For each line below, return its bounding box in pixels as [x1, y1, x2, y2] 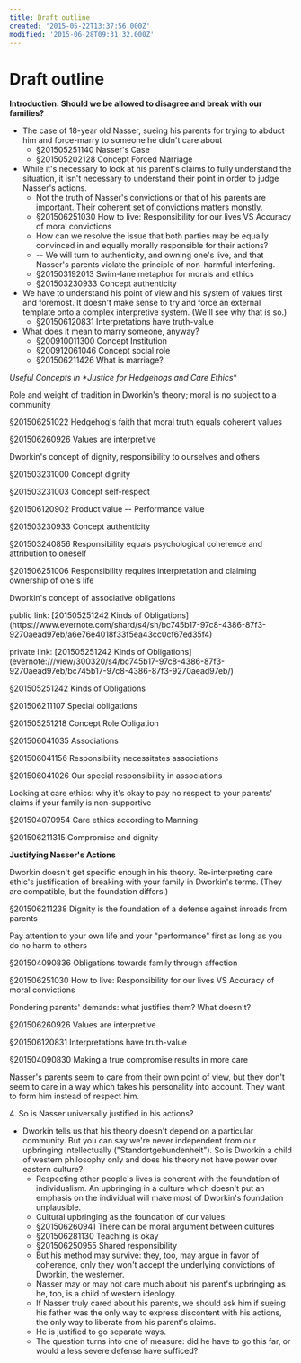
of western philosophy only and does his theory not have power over [22, 1154, 278, 1165]
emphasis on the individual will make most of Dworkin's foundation [35, 1193, 284, 1204]
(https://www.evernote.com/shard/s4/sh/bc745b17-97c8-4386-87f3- [9, 620, 267, 631]
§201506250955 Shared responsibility [35, 1241, 178, 1251]
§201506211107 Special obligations [9, 701, 137, 712]
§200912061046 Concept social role [35, 345, 171, 356]
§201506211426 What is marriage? [35, 354, 164, 365]
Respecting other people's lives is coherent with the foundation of [35, 1173, 280, 1184]
